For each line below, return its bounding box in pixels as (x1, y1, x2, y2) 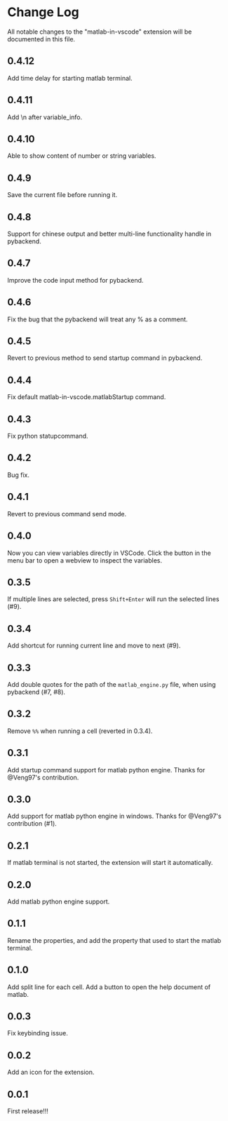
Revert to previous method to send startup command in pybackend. (7, 354, 203, 362)
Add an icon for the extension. (7, 1068, 95, 1077)
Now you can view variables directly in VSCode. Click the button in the (7, 549, 212, 557)
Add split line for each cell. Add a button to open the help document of (7, 983, 211, 991)
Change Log (7, 4, 79, 20)
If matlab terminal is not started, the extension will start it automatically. (7, 859, 213, 867)
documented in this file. (7, 34, 76, 43)
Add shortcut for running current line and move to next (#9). (7, 641, 181, 650)
